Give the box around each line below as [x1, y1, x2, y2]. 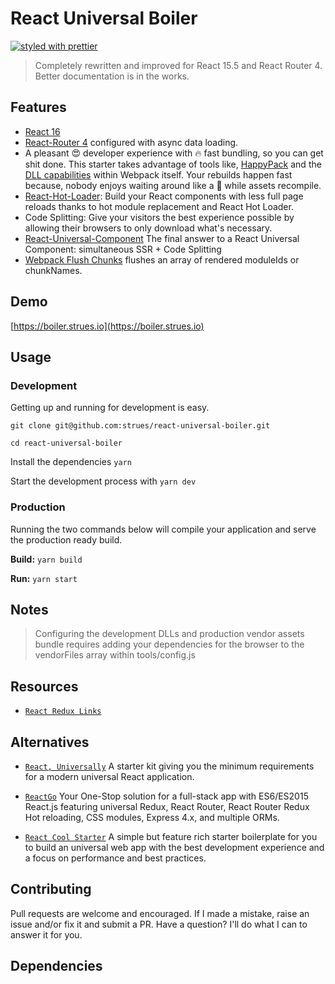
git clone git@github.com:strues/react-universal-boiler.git [10, 421, 271, 431]
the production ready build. [10, 533, 123, 546]
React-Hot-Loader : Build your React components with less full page [24, 190, 304, 202]
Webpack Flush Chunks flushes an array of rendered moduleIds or [24, 253, 300, 266]
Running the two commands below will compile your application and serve [10, 523, 317, 535]
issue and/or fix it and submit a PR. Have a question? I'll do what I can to [10, 918, 308, 930]
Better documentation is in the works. [34, 70, 190, 82]
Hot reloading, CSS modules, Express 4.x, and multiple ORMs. [24, 811, 280, 823]
